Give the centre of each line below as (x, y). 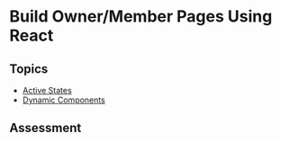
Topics (29, 69)
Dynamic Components (63, 100)
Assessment (45, 128)
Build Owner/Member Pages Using (141, 17)
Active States (47, 90)
